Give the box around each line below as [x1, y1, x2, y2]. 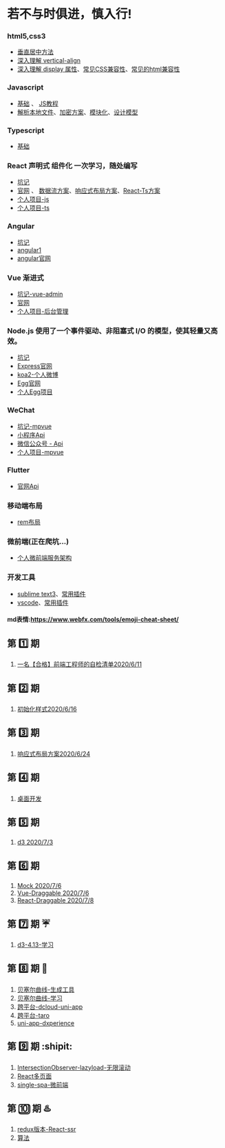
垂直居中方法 [17, 48, 54, 56]
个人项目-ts [17, 204, 50, 212]
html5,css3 [7, 32, 46, 41]
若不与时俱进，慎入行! [7, 6, 132, 22]
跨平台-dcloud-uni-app [17, 1003, 83, 1011]
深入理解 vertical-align [17, 57, 81, 65]
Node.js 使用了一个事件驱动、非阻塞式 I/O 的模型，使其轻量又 [7, 325, 211, 335]
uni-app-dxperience [17, 1018, 74, 1027]
